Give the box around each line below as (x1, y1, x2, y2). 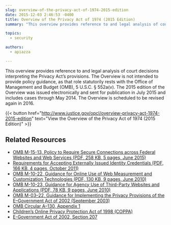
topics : (5, 31, 22, 36)
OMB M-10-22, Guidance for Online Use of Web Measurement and (12, 171, 153, 177)
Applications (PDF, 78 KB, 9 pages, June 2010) (12, 186, 111, 193)
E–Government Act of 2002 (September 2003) (12, 198, 110, 204)
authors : (5, 45, 24, 50)
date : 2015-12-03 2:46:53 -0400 (5, 12, 74, 17)
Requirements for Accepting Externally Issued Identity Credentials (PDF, (12, 159, 164, 166)
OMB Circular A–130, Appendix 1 (12, 203, 80, 209)
